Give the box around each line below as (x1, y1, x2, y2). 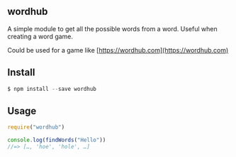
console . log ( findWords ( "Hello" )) (7, 136, 106, 144)
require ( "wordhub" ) (7, 124, 65, 131)
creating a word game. (7, 32, 73, 40)
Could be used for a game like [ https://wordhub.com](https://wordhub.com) (7, 45, 229, 54)
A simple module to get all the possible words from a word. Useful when (7, 24, 218, 33)
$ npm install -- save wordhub (7, 85, 97, 92)
